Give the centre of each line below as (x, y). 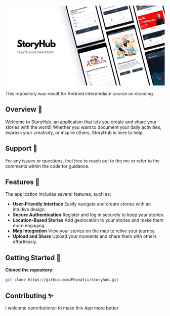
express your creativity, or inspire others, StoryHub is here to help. (75, 132)
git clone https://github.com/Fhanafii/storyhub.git (62, 280)
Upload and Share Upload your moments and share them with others (84, 236)
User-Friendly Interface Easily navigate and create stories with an (82, 204)
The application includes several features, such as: (58, 194)
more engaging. (29, 226)
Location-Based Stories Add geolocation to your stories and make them (88, 220)
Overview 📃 (24, 110)
